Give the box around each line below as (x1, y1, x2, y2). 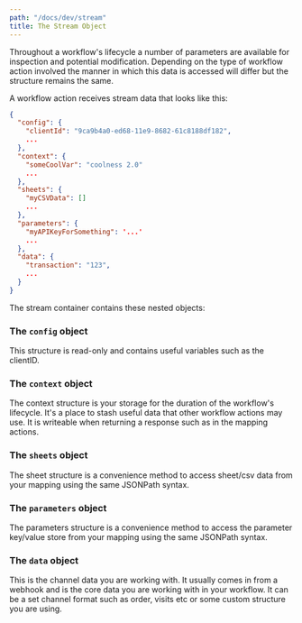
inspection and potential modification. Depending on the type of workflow (9, 56, 284, 67)
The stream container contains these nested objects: (9, 302, 206, 313)
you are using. (9, 603, 63, 614)
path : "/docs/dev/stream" (9, 13, 106, 23)
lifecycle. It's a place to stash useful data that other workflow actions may (9, 408, 283, 418)
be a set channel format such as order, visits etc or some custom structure (9, 594, 286, 605)
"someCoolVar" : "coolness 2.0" (25, 160, 143, 169)
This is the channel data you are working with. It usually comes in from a (9, 574, 278, 586)
